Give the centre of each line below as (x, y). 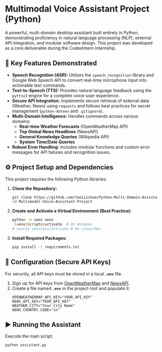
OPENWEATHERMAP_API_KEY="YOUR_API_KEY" (52, 297)
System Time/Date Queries (47, 142)
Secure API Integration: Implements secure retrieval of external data (81, 101)
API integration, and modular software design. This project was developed (79, 43)
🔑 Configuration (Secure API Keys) (58, 262)
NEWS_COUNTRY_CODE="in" (36, 310)
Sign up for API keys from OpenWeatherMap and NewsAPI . (71, 283)
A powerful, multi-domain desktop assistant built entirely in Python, (72, 32)
